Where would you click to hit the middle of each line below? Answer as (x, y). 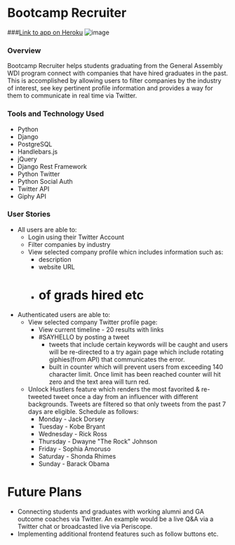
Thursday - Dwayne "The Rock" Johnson (98, 441)
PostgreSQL (35, 144)
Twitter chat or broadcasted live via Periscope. (85, 526)
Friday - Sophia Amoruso (74, 449)
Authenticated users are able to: (64, 314)
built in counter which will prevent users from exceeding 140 (136, 367)
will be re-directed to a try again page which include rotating (136, 351)
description (55, 259)
